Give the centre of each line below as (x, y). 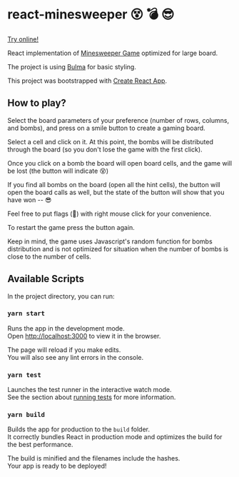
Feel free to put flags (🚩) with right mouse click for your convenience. (110, 214)
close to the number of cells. (49, 256)
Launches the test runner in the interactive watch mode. (90, 390)
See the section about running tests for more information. (92, 397)
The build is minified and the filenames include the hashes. (94, 458)
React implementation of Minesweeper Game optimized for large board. (113, 53)
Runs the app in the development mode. (66, 328)
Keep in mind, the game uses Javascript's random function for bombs (110, 241)
